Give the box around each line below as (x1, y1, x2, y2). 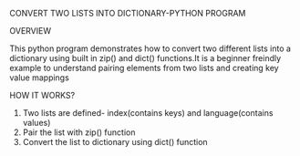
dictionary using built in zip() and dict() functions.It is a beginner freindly (9, 53, 282, 63)
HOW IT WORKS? (9, 90, 76, 100)
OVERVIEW (9, 26, 52, 36)
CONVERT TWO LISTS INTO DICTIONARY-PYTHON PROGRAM (9, 8, 246, 18)
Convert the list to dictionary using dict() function (22, 137, 208, 147)
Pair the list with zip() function (22, 127, 136, 138)
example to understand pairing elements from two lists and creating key (9, 63, 280, 73)
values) (22, 118, 51, 128)
